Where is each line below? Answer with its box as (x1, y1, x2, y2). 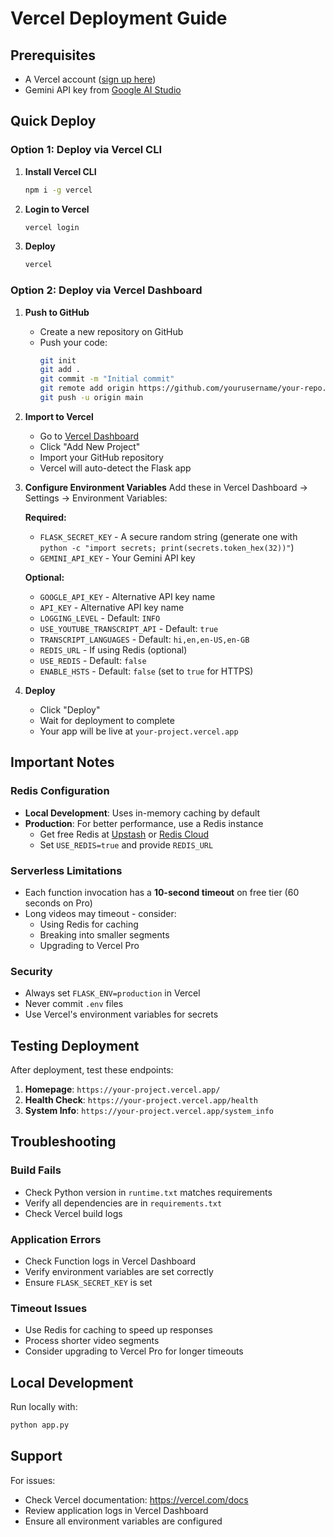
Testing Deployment (10, 1037, 140, 1054)
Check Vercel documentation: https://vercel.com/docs (24, 1493, 249, 1506)
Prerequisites (10, 47, 96, 64)
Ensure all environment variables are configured (24, 1515, 223, 1527)
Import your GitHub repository (39, 451, 164, 463)
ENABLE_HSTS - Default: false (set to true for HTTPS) (39, 665, 254, 677)
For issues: (10, 1474, 56, 1486)
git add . (39, 365, 82, 375)
